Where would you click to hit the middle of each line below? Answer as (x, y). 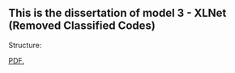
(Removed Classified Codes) (82, 26)
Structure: (25, 45)
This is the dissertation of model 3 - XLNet (117, 13)
